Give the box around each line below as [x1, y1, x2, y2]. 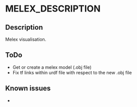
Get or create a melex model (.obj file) [12, 64, 92, 70]
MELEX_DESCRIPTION [5, 3, 101, 15]
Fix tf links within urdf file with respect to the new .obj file [12, 69, 132, 75]
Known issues [5, 84, 51, 93]
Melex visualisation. [5, 36, 47, 42]
